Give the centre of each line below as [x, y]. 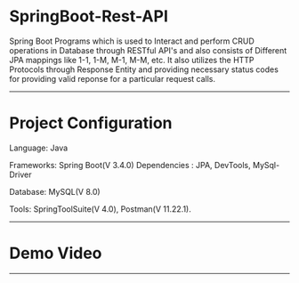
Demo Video [56, 253]
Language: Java [39, 148]
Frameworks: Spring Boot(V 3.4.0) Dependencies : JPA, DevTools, [130, 165]
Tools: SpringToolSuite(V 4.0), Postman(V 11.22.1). [100, 209]
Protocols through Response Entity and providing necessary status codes [144, 69]
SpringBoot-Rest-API [89, 16]
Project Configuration [91, 123]
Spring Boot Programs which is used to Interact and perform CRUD [132, 41]
